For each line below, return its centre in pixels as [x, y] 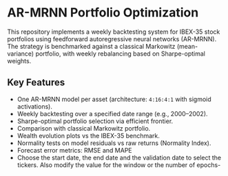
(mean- [187, 46]
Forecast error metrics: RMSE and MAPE [74, 150]
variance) [21, 54]
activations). [35, 106]
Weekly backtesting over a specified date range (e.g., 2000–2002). [112, 113]
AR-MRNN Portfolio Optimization [103, 13]
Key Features [36, 83]
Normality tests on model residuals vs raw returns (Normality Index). [114, 143]
